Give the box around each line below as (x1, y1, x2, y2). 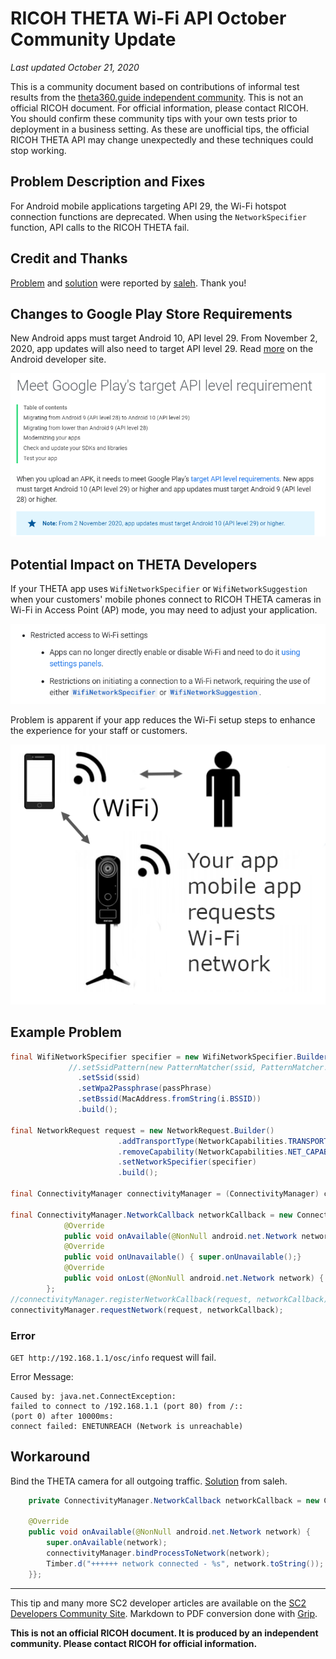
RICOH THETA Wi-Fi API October (10, 7, 287, 30)
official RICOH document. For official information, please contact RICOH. (10, 102, 309, 114)
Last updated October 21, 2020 (10, 61, 140, 73)
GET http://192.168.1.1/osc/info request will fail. (10, 1351, 217, 1363)
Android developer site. (10, 353, 107, 366)
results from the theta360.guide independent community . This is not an (10, 91, 304, 103)
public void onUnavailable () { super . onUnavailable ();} (63, 1252, 302, 1262)
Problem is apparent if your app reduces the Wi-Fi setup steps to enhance (10, 714, 316, 726)
